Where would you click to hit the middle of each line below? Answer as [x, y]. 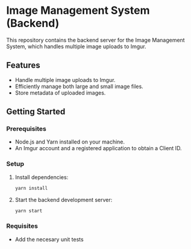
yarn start [29, 211]
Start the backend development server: [64, 200]
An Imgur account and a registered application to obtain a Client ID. [98, 148]
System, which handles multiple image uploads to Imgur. [76, 46]
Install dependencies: [42, 177]
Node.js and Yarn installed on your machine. [70, 142]
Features [23, 65]
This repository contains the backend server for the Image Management [95, 40]
